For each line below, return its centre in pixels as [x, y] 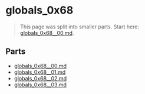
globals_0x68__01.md [40, 72]
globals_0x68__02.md [40, 78]
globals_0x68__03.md [40, 85]
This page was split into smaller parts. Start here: [80, 27]
